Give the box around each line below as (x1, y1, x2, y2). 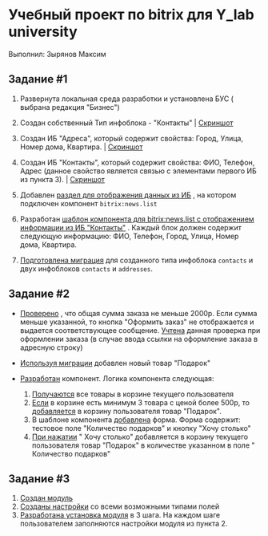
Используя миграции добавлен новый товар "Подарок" (19, 358, 211, 367)
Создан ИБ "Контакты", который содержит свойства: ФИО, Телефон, (19, 157, 255, 167)
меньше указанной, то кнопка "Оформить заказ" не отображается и (19, 317, 254, 327)
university (8, 22, 78, 41)
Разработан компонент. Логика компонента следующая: (19, 373, 214, 383)
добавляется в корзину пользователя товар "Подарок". (31, 406, 222, 416)
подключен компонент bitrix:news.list (19, 198, 158, 208)
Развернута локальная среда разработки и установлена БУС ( (19, 94, 234, 104)
